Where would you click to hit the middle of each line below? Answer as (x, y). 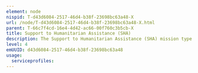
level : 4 (17, 45)
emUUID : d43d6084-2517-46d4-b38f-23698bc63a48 (65, 50)
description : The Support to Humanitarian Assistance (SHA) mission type (99, 39)
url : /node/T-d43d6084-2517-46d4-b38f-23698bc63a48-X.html (81, 22)
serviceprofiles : (33, 61)
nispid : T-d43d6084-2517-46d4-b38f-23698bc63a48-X (70, 17)
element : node (24, 11)
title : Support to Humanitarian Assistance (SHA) (69, 34)
